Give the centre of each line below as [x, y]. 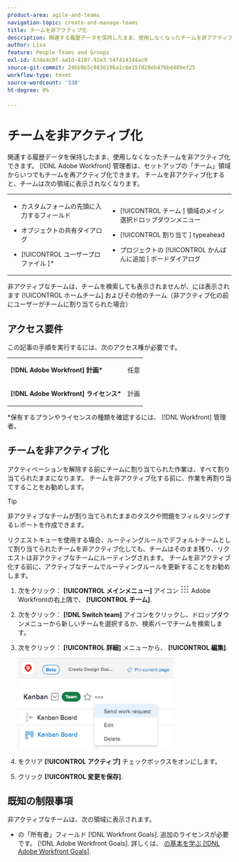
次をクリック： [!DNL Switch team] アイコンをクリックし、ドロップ [117, 614]
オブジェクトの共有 [49, 230]
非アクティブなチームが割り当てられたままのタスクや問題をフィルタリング [116, 515]
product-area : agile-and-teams [54, 15]
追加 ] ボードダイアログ [167, 258]
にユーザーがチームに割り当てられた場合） [70, 304]
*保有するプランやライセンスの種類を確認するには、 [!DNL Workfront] [110, 417]
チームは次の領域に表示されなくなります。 [81, 184]
